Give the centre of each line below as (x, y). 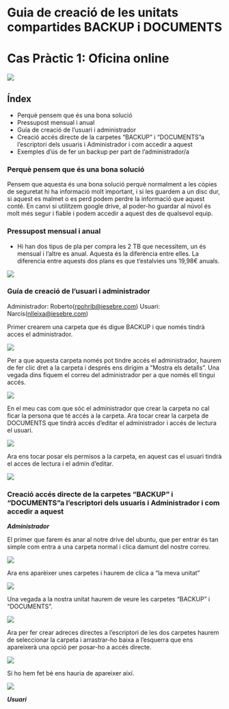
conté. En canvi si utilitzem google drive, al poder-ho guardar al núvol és (109, 206)
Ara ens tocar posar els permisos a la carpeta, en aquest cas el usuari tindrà (114, 456)
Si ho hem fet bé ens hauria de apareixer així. (71, 673)
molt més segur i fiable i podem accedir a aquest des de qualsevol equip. (110, 213)
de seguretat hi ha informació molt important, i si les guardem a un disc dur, (113, 192)
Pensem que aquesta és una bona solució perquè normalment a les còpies (112, 184)
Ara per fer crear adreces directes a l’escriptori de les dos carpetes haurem (113, 633)
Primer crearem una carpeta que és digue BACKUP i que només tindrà (106, 326)
